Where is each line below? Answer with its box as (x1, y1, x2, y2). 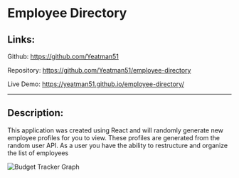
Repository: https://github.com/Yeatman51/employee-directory (7, 66, 191, 74)
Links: (7, 33, 36, 46)
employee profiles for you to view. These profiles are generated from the (7, 133, 221, 142)
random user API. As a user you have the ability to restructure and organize (7, 141, 228, 150)
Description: (7, 107, 64, 119)
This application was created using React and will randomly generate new (7, 126, 224, 135)
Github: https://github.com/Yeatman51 (7, 52, 119, 61)
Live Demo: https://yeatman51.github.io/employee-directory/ (7, 80, 185, 88)
